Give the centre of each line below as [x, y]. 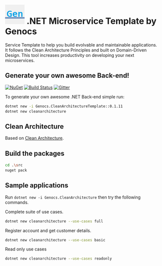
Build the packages [35, 153]
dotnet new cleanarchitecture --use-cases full [54, 221]
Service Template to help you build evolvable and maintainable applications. [81, 45]
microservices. [20, 60]
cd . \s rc [14, 165]
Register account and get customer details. [48, 231]
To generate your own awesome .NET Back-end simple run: [65, 97]
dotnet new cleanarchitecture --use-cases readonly [58, 259]
